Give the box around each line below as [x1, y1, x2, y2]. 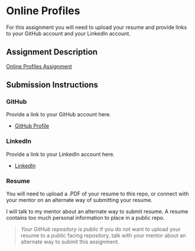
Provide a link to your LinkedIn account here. [6, 151, 115, 158]
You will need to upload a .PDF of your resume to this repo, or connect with [6, 190, 189, 197]
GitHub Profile [14, 122, 49, 129]
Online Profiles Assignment [6, 63, 72, 70]
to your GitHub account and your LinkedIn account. [6, 30, 131, 37]
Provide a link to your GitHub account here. [6, 111, 111, 118]
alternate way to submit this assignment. [20, 238, 119, 246]
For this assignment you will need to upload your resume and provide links [6, 24, 187, 31]
